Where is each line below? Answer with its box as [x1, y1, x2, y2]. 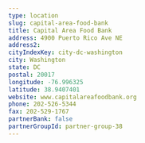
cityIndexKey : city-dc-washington [8, 48, 123, 56]
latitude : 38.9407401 [8, 85, 80, 94]
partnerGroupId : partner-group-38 [8, 122, 123, 130]
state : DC [8, 64, 41, 71]
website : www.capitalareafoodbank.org [8, 93, 137, 101]
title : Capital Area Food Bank [8, 26, 112, 34]
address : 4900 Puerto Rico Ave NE [8, 33, 123, 42]
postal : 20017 [8, 71, 56, 79]
